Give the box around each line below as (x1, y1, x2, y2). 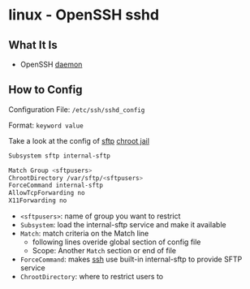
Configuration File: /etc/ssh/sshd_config (8, 104, 145, 114)
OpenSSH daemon (19, 59, 83, 69)
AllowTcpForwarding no (8, 189, 85, 197)
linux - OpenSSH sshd (8, 6, 160, 24)
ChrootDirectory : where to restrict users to (19, 272, 164, 282)
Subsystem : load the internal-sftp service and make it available (19, 220, 226, 230)
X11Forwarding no (8, 196, 67, 205)
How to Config (8, 83, 83, 97)
